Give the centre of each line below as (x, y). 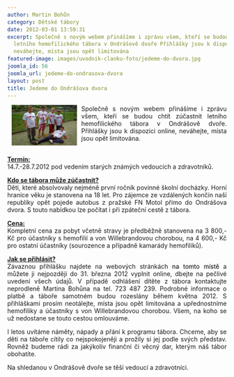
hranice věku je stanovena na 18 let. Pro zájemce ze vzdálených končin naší (117, 195)
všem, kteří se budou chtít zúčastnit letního (154, 116)
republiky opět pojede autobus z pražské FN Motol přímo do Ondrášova (117, 203)
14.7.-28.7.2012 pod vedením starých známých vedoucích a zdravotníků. (110, 167)
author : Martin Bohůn (39, 15)
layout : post (26, 81)
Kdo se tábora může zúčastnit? (53, 180)
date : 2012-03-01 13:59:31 (46, 29)
